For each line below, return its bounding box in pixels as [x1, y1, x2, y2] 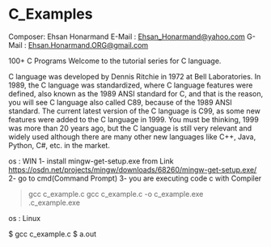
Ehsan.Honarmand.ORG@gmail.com [28, 40, 149, 49]
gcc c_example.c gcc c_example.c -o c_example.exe [28, 189, 204, 198]
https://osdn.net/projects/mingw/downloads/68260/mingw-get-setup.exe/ [8, 164, 257, 174]
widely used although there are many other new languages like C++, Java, [8, 131, 256, 142]
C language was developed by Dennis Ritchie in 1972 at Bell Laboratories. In [8, 71, 261, 81]
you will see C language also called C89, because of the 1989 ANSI [8, 97, 232, 107]
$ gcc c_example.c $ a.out [8, 228, 97, 239]
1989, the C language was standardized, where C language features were [8, 80, 253, 90]
